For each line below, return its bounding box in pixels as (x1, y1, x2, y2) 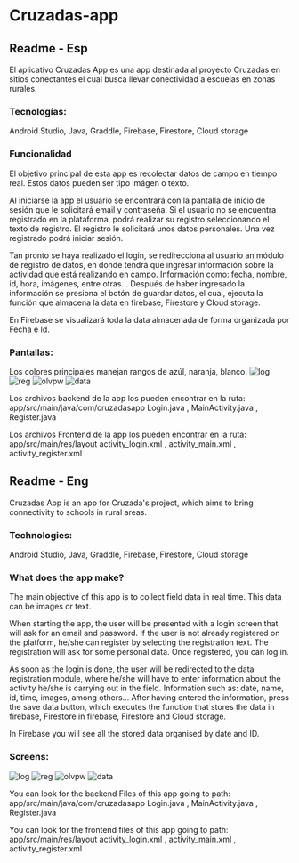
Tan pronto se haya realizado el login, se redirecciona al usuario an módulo (9, 250, 285, 261)
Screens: (9, 751, 49, 763)
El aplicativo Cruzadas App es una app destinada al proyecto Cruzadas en (9, 64, 281, 75)
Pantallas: (9, 346, 53, 359)
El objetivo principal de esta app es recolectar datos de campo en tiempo (9, 168, 278, 179)
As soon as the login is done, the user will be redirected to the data (9, 664, 255, 674)
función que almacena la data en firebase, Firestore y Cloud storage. (9, 297, 261, 308)
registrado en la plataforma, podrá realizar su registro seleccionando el (9, 214, 270, 224)
